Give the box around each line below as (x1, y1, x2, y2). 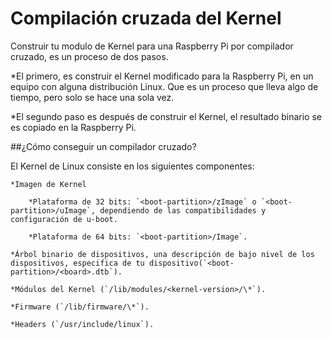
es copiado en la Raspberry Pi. (10, 121, 137, 133)
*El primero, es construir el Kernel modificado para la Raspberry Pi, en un (10, 70, 314, 82)
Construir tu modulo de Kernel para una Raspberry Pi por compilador (10, 40, 294, 52)
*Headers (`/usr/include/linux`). (10, 319, 155, 329)
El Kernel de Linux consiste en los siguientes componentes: (10, 160, 255, 172)
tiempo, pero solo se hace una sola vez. (10, 91, 175, 103)
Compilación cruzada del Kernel (10, 7, 282, 30)
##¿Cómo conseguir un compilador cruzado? (10, 140, 197, 152)
